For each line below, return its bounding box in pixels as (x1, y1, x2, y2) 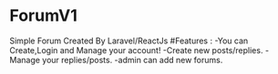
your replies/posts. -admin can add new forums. (42, 54, 223, 65)
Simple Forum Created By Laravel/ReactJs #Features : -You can (9, 35, 249, 46)
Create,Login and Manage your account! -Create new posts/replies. (9, 44, 263, 55)
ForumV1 (9, 5, 77, 26)
